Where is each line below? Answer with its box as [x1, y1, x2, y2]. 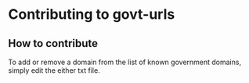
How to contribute [8, 37, 99, 50]
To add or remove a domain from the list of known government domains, [8, 57, 241, 67]
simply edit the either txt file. [8, 66, 100, 75]
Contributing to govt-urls [8, 5, 175, 23]
